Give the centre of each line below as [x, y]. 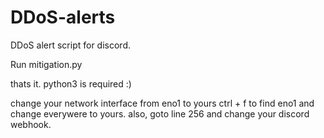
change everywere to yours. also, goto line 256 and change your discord [160, 113]
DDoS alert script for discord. [70, 45]
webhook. [31, 124]
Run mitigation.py [46, 64]
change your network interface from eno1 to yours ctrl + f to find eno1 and [162, 103]
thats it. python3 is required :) [71, 83]
